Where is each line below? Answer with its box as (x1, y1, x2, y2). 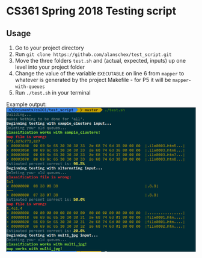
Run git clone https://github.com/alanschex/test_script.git (14, 51, 172, 58)
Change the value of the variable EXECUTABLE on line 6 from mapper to (14, 70, 185, 77)
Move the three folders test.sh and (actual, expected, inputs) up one (14, 57, 186, 64)
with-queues (14, 84, 45, 90)
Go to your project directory (14, 44, 84, 51)
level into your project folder (14, 63, 85, 71)
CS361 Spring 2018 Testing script (6, 4, 176, 18)
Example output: (6, 101, 47, 108)
